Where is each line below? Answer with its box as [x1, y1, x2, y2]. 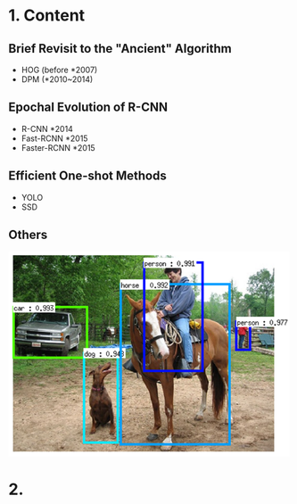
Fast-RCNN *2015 [21, 133, 88, 144]
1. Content [8, 5, 86, 26]
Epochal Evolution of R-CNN [8, 100, 169, 115]
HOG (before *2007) [21, 64, 98, 75]
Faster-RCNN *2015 [21, 142, 95, 153]
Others [8, 227, 48, 243]
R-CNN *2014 [21, 123, 73, 134]
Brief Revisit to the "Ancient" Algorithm [8, 41, 233, 56]
